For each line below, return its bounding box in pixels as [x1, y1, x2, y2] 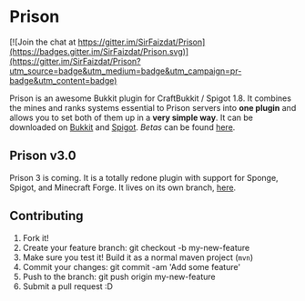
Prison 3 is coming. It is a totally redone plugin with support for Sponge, [9, 172, 280, 183]
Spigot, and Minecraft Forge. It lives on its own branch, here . [9, 182, 237, 193]
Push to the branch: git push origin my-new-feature [22, 271, 216, 282]
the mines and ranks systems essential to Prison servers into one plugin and [9, 102, 297, 113]
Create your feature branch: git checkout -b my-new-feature [22, 242, 250, 253]
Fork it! [22, 232, 50, 243]
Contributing [9, 208, 84, 224]
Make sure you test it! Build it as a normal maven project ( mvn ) [22, 252, 254, 263]
